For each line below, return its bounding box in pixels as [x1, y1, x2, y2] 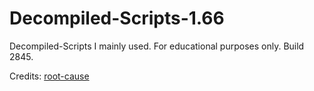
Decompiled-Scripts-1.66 [9, 7, 225, 30]
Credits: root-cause [9, 70, 90, 82]
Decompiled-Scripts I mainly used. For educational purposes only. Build [9, 40, 305, 52]
